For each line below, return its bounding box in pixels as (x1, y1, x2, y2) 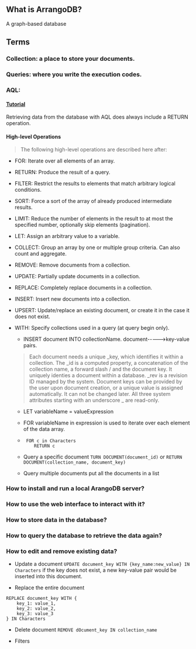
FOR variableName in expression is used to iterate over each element (23, 419, 190, 426)
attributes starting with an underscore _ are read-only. (29, 397, 160, 404)
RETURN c (34, 443, 56, 449)
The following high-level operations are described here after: (20, 146, 167, 153)
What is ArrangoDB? (6, 5, 82, 15)
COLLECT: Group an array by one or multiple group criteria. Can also (14, 244, 180, 251)
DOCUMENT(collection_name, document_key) (23, 460, 126, 465)
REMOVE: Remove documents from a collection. (14, 261, 130, 268)
